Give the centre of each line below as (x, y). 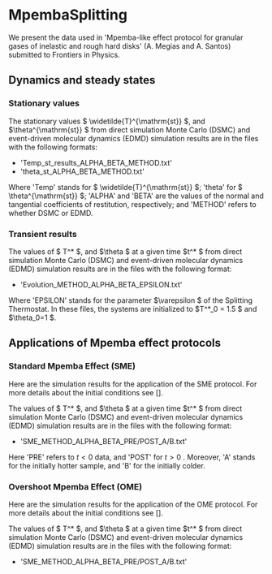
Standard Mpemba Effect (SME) (72, 366)
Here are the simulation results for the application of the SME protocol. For (133, 384)
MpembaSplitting (68, 15)
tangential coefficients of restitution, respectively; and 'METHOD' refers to (133, 204)
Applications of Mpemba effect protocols (115, 343)
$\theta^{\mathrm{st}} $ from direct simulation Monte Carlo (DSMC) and (129, 129)
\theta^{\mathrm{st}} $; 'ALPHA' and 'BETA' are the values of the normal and (136, 196)
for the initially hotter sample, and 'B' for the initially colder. (107, 465)
